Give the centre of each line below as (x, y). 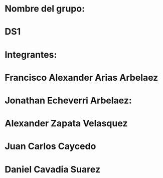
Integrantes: (31, 54)
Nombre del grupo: (45, 9)
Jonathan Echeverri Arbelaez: (68, 100)
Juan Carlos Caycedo (50, 146)
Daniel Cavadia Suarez (53, 169)
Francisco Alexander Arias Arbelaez (81, 77)
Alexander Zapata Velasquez (66, 124)
